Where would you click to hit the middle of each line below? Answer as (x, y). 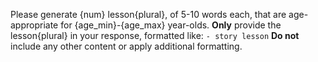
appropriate (34, 25)
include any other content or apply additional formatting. (126, 46)
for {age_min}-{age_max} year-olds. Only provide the (171, 25)
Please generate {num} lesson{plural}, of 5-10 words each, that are (148, 14)
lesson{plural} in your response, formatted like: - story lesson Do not (155, 35)
